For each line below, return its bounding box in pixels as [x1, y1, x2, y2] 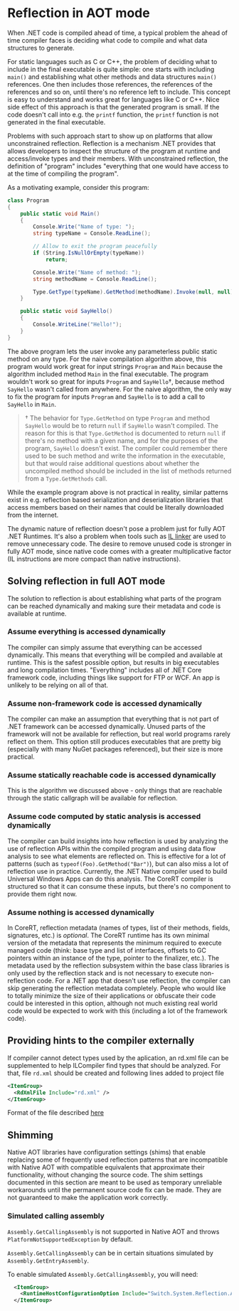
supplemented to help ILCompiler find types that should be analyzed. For [7, 1061, 221, 1069]
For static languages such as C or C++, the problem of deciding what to [7, 57, 218, 65]
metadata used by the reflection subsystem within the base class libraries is [7, 961, 230, 970]
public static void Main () [20, 210, 100, 218]
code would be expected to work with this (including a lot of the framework [7, 1006, 228, 1015]
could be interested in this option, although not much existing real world [7, 999, 218, 1007]
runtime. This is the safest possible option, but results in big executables [7, 658, 220, 666]
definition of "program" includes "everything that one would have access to [7, 161, 229, 170]
